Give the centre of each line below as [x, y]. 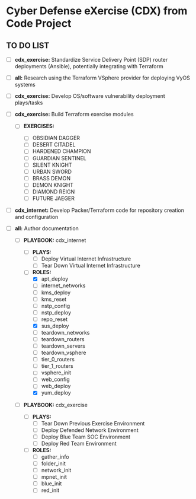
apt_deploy [55, 279]
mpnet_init [54, 477]
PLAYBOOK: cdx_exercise [55, 405]
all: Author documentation [46, 228]
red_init [50, 490]
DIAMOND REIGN [54, 192]
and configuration [36, 217]
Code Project [39, 23]
